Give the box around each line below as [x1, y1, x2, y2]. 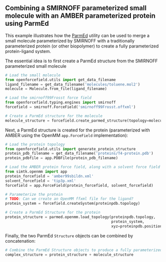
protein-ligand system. [5, 48, 51, 54]
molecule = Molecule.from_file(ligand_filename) [5, 87, 107, 91]
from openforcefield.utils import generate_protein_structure [5, 146, 136, 151]
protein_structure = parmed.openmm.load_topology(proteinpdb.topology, [5, 215, 156, 219]
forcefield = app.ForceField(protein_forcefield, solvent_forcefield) [5, 183, 154, 188]
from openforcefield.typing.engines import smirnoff [5, 100, 116, 105]
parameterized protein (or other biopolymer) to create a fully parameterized [5, 43, 159, 49]
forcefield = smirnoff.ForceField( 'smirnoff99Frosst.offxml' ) [5, 105, 136, 110]
